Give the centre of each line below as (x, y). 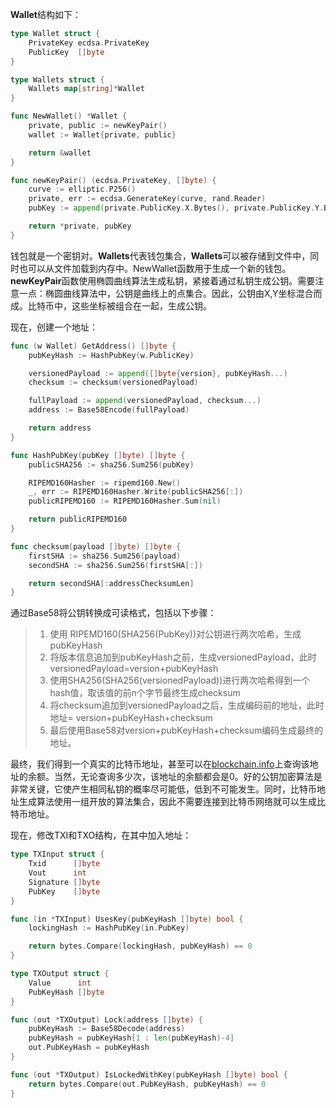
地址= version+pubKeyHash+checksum (131, 718)
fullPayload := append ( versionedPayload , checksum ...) (145, 401)
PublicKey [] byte (66, 52)
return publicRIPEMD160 (78, 519)
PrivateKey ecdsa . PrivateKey (89, 43)
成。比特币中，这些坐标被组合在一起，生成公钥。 (111, 305)
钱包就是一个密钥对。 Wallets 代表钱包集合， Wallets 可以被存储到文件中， (160, 255)
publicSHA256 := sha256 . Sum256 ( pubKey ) (111, 464)
